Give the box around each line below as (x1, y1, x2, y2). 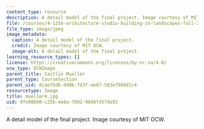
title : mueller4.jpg (6, 93, 59, 99)
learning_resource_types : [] (6, 54, 80, 60)
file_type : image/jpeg (6, 25, 64, 32)
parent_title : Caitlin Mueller (6, 71, 86, 77)
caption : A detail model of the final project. (12, 37, 135, 43)
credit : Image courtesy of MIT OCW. (12, 43, 104, 49)
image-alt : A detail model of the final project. (12, 48, 140, 55)
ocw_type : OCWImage (6, 65, 56, 71)
